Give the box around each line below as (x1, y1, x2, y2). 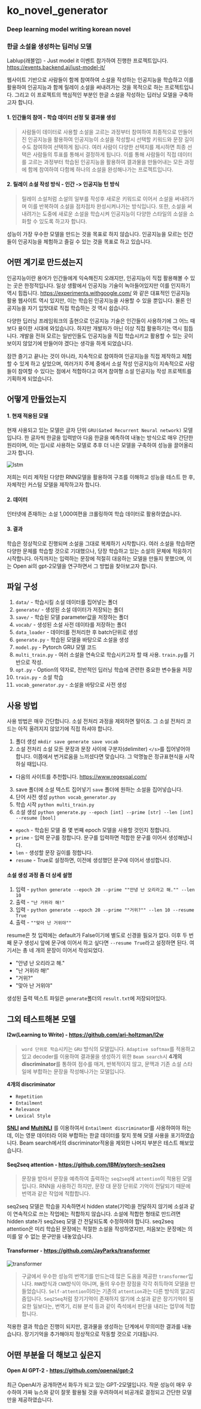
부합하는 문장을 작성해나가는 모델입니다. (32, 1068, 126, 1076)
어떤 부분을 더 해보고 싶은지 (7, 1350, 101, 1360)
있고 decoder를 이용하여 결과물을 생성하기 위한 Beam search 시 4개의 (21, 1053, 182, 1061)
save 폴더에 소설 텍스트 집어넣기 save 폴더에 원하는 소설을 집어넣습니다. (15, 786, 183, 793)
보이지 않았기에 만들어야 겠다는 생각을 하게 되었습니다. (7, 339, 133, 347)
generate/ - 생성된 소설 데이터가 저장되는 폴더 (15, 606, 124, 613)
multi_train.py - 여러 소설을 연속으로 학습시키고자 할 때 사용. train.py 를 (15, 651, 188, 659)
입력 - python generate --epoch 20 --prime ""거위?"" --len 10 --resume (15, 906, 194, 913)
